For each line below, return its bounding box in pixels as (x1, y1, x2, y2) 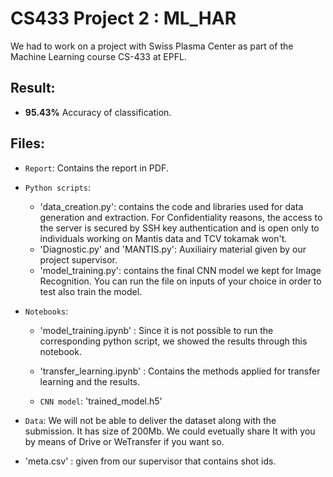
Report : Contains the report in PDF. (24, 162, 169, 174)
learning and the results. (39, 375, 141, 387)
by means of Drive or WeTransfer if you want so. (24, 435, 225, 447)
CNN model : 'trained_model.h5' (39, 395, 163, 407)
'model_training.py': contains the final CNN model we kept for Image (39, 264, 322, 276)
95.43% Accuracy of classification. (24, 106, 172, 118)
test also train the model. (39, 285, 143, 297)
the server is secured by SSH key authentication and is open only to (39, 222, 320, 234)
